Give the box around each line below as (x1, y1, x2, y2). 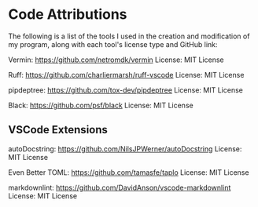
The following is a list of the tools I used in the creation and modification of (8, 31, 250, 41)
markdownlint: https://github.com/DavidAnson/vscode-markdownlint (8, 183, 231, 192)
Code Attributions (8, 5, 127, 24)
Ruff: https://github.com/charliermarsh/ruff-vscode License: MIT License (8, 70, 245, 79)
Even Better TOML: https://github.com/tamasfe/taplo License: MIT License (8, 167, 249, 177)
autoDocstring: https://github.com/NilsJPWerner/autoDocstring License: (8, 143, 242, 154)
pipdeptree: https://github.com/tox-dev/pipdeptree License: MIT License (8, 85, 244, 95)
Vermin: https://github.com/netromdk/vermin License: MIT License (8, 55, 224, 64)
